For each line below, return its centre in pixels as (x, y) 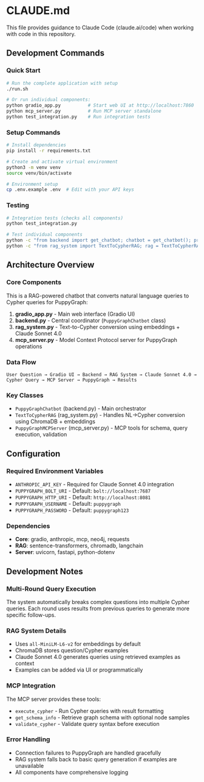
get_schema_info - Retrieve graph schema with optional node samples (102, 717)
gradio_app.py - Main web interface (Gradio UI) (75, 314)
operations (29, 346)
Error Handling (28, 739)
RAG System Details (36, 630)
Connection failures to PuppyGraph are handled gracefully (88, 753)
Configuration (33, 454)
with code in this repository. (41, 34)
